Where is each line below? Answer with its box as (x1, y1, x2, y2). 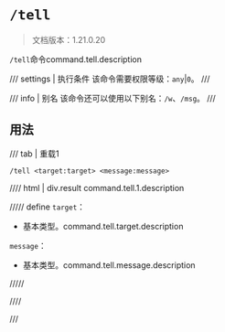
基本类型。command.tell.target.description (22, 220, 184, 231)
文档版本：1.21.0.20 (31, 34, 106, 45)
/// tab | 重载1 (9, 148, 59, 159)
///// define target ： (9, 201, 85, 212)
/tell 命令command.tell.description (9, 53, 143, 65)
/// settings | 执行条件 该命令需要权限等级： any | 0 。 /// (9, 73, 210, 84)
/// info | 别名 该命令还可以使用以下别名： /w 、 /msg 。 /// (9, 92, 217, 103)
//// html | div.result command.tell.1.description (9, 182, 185, 193)
